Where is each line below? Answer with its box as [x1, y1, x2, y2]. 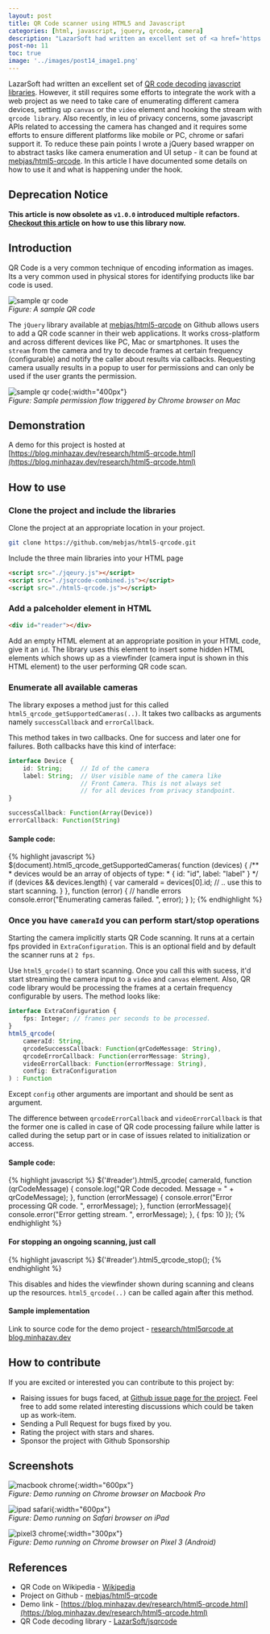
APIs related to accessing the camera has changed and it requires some [8, 122, 247, 131]
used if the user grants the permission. [8, 371, 137, 381]
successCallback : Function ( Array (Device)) [8, 809, 153, 817]
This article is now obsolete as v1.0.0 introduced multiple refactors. [8, 209, 240, 219]
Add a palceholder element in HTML [8, 602, 152, 614]
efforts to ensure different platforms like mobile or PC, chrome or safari [8, 130, 244, 140]
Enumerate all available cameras [8, 682, 139, 693]
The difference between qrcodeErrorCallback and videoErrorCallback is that [8, 1114, 263, 1123]
